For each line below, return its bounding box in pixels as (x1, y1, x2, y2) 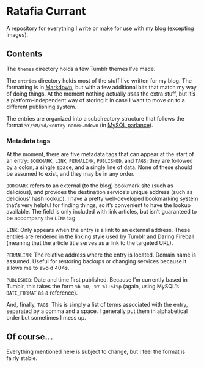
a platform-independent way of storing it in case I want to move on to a (6, 96, 185, 103)
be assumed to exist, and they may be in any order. (6, 170, 135, 178)
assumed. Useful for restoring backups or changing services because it (6, 258, 187, 265)
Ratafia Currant (6, 4, 86, 18)
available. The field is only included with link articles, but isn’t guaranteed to (6, 208, 197, 216)
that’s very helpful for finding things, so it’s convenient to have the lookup (6, 201, 191, 209)
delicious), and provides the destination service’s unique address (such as (6, 189, 193, 196)
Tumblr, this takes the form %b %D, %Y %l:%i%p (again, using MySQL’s (6, 283, 179, 290)
